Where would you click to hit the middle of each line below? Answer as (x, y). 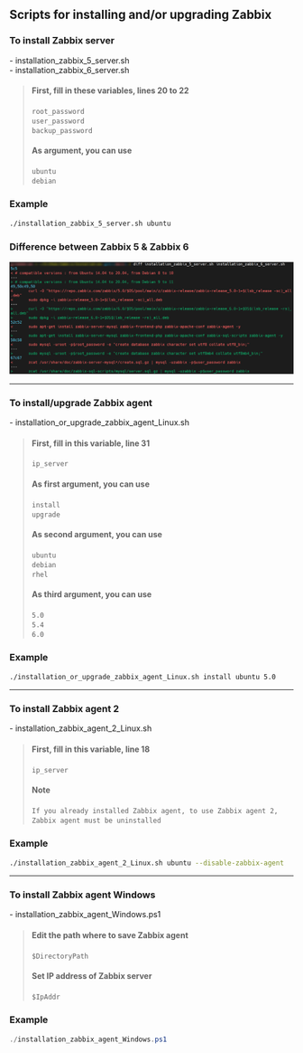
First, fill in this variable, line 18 (91, 749)
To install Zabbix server (62, 41)
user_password (58, 121)
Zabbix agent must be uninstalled (96, 821)
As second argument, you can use (96, 535)
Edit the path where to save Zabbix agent (110, 934)
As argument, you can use (82, 151)
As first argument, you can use (91, 484)
